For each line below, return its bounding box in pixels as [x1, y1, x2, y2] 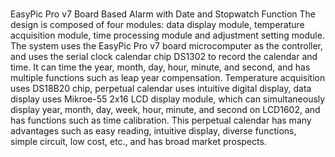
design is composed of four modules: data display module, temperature [10, 18, 305, 30]
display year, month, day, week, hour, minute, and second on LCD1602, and [10, 103, 321, 115]
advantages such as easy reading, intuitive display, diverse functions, [10, 124, 297, 137]
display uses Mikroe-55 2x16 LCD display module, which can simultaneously [10, 93, 326, 105]
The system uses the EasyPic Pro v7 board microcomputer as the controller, [10, 39, 324, 52]
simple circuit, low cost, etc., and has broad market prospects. [10, 135, 267, 147]
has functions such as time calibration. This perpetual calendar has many [10, 114, 312, 126]
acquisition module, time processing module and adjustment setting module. [10, 29, 325, 41]
